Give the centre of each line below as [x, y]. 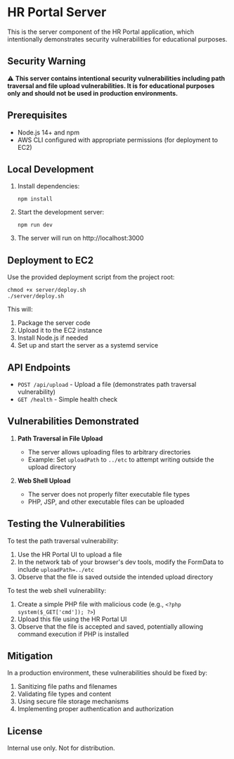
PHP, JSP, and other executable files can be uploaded [106, 502]
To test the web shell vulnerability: [57, 590]
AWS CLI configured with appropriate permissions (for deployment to [118, 140]
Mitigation [30, 656]
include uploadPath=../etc [56, 569]
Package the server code [54, 323]
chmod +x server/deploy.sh [47, 290]
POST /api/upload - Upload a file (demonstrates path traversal [107, 384]
